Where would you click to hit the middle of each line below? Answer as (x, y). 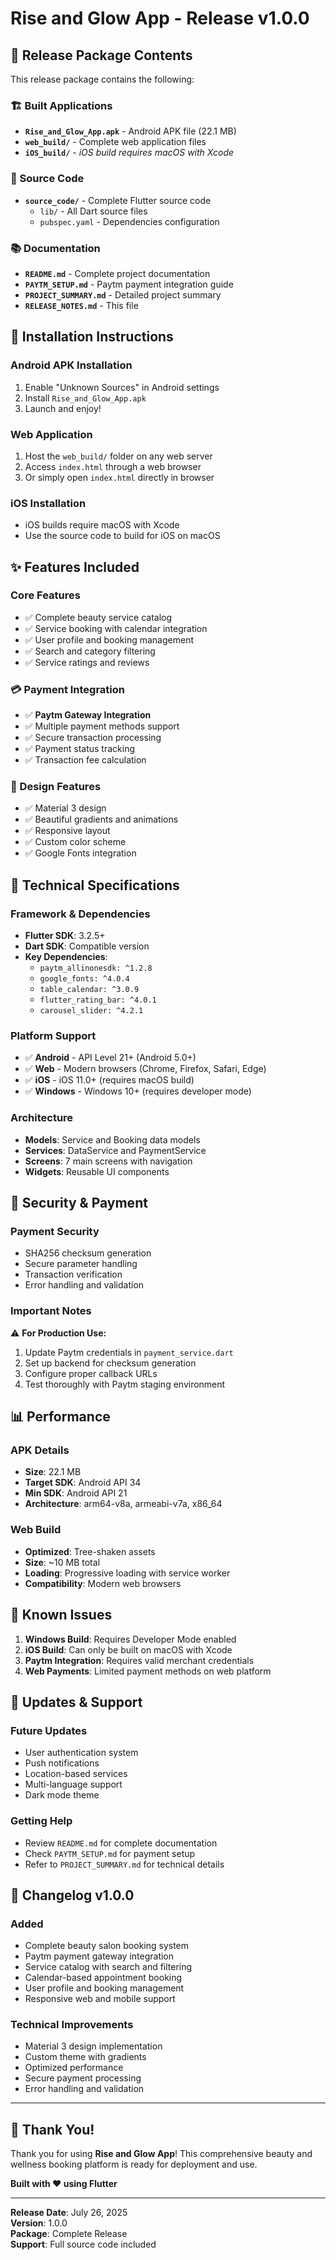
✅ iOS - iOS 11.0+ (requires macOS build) (109, 1080)
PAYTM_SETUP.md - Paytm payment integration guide (129, 284)
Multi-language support (73, 1784)
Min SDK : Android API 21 (76, 1493)
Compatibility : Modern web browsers (103, 1583)
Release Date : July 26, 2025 (69, 2213)
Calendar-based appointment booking (103, 1978)
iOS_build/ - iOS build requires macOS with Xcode (129, 153)
